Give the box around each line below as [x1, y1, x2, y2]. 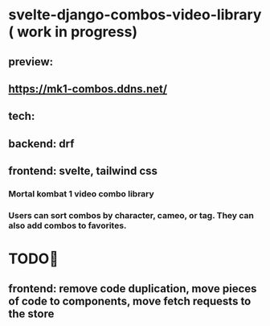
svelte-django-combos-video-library [8, 6, 262, 24]
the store [8, 307, 55, 320]
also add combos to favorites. [8, 220, 127, 231]
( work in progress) [8, 23, 138, 41]
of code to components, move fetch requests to [8, 294, 252, 307]
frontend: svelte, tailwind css [8, 164, 158, 178]
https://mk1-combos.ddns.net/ [8, 82, 167, 96]
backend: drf [8, 137, 75, 151]
